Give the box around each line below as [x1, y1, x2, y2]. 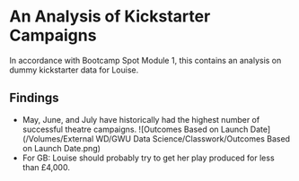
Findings [9, 90, 60, 106]
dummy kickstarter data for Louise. [9, 65, 139, 75]
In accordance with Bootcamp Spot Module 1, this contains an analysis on [9, 55, 282, 65]
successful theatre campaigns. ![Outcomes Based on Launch [22, 124, 249, 134]
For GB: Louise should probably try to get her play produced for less [22, 152, 276, 163]
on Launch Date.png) [22, 142, 101, 153]
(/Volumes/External [22, 133, 94, 144]
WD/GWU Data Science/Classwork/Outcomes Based [95, 133, 290, 144]
